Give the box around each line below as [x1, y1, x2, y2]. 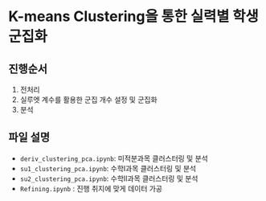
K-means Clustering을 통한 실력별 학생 [8, 7, 259, 26]
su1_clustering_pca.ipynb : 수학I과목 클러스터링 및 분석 [19, 163, 197, 173]
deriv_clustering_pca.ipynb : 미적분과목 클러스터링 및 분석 [19, 154, 209, 163]
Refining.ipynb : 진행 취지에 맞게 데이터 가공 [19, 183, 163, 193]
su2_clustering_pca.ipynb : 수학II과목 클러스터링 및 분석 [19, 174, 198, 183]
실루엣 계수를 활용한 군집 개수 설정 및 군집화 [19, 95, 158, 105]
